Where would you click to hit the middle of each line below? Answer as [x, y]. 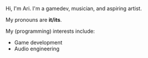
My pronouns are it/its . [34, 20]
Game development [38, 42]
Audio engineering [37, 49]
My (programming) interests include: [50, 31]
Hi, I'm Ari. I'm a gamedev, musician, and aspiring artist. [74, 8]
